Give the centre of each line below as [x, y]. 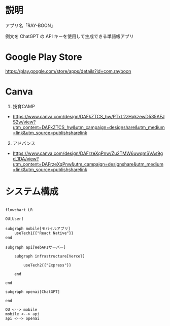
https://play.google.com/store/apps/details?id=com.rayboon [68, 71]
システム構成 [32, 191]
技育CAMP [24, 106]
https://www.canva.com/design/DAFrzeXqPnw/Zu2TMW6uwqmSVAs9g [88, 153]
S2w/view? [24, 122]
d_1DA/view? [26, 158]
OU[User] [14, 219]
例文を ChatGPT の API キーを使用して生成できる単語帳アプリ [70, 36]
